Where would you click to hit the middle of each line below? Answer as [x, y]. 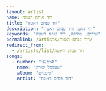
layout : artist [25, 12]
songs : [14, 56]
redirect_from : [25, 45]
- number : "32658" [35, 62]
